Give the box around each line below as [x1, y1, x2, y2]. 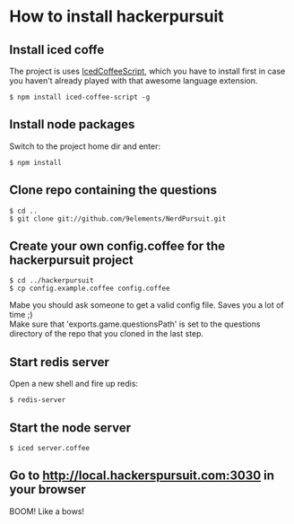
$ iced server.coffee [9, 444, 91, 453]
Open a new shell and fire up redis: [9, 379, 139, 389]
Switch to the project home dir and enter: [9, 141, 161, 152]
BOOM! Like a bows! [9, 505, 85, 517]
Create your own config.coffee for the [9, 239, 226, 254]
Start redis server [9, 354, 109, 370]
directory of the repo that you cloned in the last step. [9, 328, 204, 339]
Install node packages [9, 117, 135, 132]
